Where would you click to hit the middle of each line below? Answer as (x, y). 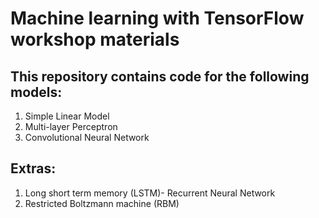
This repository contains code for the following (160, 76)
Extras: (33, 168)
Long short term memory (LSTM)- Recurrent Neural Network (150, 193)
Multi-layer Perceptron (71, 126)
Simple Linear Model (67, 116)
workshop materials (95, 39)
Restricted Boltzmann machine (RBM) (102, 203)
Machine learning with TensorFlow (157, 18)
